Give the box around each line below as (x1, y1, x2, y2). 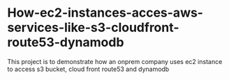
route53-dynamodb (7, 35, 124, 50)
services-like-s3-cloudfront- (7, 19, 179, 35)
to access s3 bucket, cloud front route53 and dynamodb (7, 65, 170, 73)
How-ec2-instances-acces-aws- (7, 5, 204, 21)
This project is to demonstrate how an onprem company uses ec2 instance (7, 57, 223, 65)
